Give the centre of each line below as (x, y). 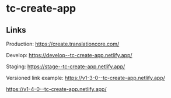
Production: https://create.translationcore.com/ (63, 44)
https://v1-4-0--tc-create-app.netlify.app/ (56, 89)
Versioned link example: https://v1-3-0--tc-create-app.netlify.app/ (85, 78)
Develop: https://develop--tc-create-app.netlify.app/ (69, 55)
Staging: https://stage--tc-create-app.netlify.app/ (66, 66)
